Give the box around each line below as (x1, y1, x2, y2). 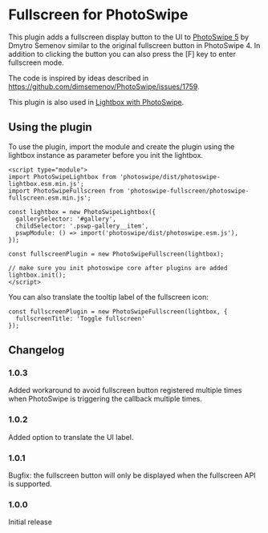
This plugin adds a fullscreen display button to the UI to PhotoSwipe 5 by (8, 32, 250, 42)
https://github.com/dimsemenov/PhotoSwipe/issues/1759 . (8, 82, 200, 91)
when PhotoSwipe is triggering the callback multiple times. (8, 394, 202, 404)
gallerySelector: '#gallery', (15, 215, 116, 223)
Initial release (8, 517, 52, 527)
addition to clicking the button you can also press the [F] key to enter (8, 49, 237, 59)
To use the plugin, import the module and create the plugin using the (8, 142, 235, 151)
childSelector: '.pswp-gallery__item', (15, 222, 149, 230)
